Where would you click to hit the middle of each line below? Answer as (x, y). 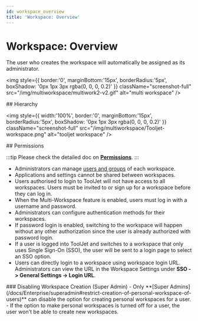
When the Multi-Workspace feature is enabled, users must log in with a (101, 200)
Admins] (180, 287)
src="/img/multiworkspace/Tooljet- (122, 128)
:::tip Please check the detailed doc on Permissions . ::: (73, 158)
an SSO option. (33, 257)
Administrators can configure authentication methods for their (90, 212)
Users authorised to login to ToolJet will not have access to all (90, 181)
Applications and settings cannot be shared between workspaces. (95, 175)
